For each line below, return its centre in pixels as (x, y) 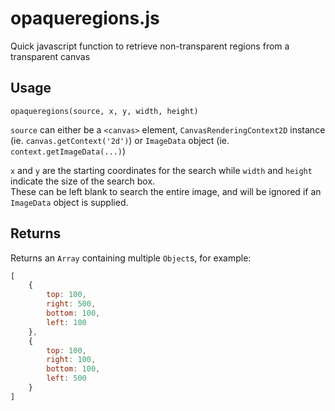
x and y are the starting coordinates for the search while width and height (161, 170)
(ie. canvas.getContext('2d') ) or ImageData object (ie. (120, 140)
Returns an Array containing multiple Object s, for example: (131, 258)
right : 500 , (71, 304)
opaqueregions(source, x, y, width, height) (104, 111)
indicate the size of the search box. (83, 181)
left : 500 (66, 378)
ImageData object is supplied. (69, 202)
